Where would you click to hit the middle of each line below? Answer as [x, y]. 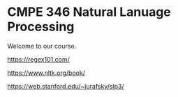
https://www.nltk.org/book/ [46, 73]
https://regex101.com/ [38, 59]
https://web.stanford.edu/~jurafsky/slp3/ [66, 86]
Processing [41, 27]
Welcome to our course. [42, 46]
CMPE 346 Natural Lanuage [89, 12]
